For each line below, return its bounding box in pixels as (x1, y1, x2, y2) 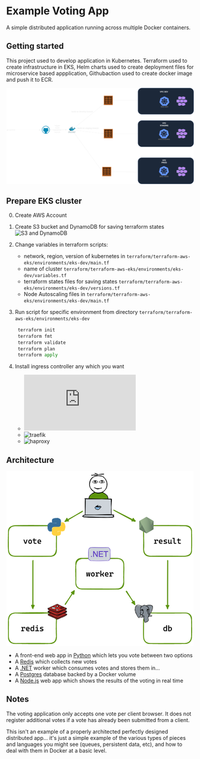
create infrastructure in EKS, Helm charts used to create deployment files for (6, 63, 194, 70)
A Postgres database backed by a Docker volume (14, 670, 136, 677)
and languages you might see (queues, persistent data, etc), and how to (6, 741, 183, 748)
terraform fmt (17, 333, 53, 339)
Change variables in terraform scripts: (14, 241, 108, 248)
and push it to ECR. (6, 76, 54, 83)
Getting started (6, 41, 64, 51)
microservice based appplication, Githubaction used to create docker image (6, 70, 193, 77)
